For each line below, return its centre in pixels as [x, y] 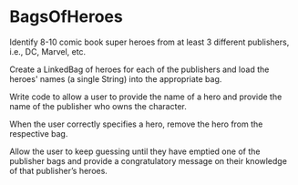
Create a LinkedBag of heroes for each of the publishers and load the [139, 69]
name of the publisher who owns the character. [98, 106]
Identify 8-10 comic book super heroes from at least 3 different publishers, [149, 42]
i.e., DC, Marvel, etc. [48, 51]
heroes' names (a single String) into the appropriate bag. [116, 78]
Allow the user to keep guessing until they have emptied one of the [135, 151]
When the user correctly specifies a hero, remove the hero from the [136, 124]
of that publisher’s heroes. [58, 170]
